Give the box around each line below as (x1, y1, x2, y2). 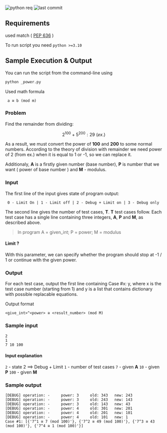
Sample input (5, 322, 38, 329)
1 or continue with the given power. (5, 257, 77, 263)
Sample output (5, 382, 42, 389)
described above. (5, 219, 41, 225)
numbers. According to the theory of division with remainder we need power (5, 146, 162, 152)
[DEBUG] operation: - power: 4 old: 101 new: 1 (5, 415, 128, 420)
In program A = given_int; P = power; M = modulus (17, 229, 121, 235)
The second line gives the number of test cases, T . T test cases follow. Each (5, 209, 162, 215)
